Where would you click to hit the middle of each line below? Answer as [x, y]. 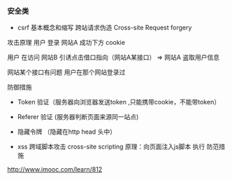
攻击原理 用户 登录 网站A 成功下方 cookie [66, 43]
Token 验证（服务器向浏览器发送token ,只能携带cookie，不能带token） [119, 102]
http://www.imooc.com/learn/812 [55, 169]
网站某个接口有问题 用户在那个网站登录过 [66, 72]
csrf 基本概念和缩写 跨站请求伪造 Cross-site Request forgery [104, 28]
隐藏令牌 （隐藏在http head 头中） [67, 132]
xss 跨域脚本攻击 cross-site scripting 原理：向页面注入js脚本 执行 [111, 147]
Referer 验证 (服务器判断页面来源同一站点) [78, 117]
